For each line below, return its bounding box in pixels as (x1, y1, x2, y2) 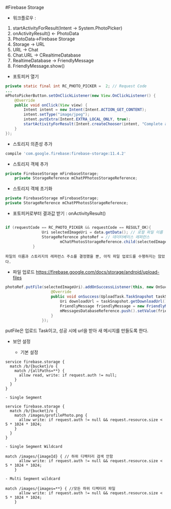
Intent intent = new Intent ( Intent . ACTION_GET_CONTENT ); (23, 107, 147, 113)
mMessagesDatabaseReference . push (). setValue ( (60, 308, 158, 313)
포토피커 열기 (12, 73, 39, 79)
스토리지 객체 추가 (12, 160, 48, 167)
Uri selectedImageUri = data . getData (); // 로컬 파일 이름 (41, 229, 163, 235)
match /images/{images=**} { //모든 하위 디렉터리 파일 (5, 486, 116, 491)
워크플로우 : (12, 15, 37, 21)
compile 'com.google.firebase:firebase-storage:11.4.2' (5, 151, 126, 156)
